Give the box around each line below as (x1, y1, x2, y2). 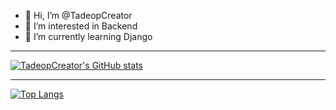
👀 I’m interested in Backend (24, 20, 138, 32)
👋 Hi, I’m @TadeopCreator (24, 10, 133, 21)
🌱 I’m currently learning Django (24, 31, 153, 42)
